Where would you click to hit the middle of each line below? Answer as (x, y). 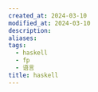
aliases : (23, 38)
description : (30, 30)
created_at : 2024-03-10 (48, 16)
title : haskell (33, 75)
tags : (17, 46)
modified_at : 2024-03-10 (49, 23)
